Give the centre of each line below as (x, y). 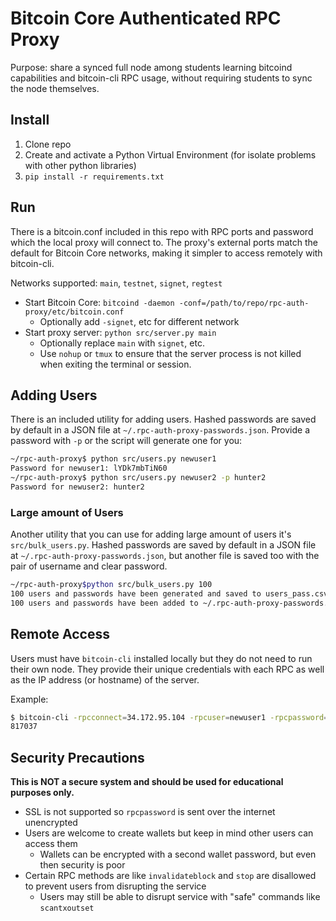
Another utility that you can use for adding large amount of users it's (151, 534)
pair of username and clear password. (89, 566)
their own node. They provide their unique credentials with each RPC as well (167, 669)
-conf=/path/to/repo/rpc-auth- (244, 303)
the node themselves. (55, 88)
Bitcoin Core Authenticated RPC (146, 18)
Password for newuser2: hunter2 (77, 487)
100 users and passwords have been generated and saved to (136, 594)
